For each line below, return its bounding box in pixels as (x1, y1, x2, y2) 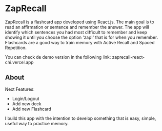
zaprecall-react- (112, 54, 145, 60)
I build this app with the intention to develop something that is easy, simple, (5, 115, 156, 121)
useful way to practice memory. (5, 120, 69, 126)
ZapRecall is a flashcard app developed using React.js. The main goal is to (5, 19, 155, 25)
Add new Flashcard (12, 106, 51, 112)
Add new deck (12, 100, 41, 107)
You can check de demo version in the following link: (5, 54, 111, 60)
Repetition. (5, 45, 27, 50)
